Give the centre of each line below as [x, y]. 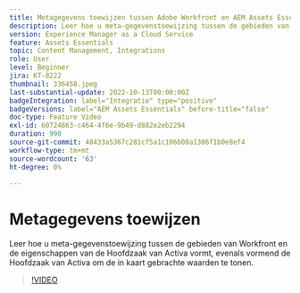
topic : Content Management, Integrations [87, 51]
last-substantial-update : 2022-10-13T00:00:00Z [100, 92]
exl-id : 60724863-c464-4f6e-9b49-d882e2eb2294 [97, 126]
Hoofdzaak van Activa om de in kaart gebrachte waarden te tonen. [132, 263]
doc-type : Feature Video [55, 117]
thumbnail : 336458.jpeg [54, 84]
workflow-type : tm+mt [50, 150]
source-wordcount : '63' [54, 159]
